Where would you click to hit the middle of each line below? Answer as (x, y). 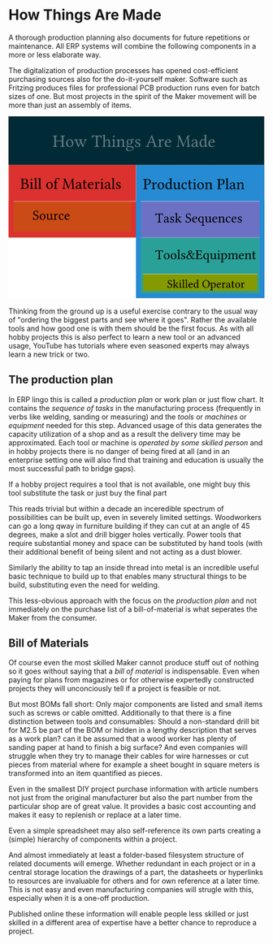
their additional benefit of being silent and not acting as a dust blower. (125, 552)
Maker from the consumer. (53, 617)
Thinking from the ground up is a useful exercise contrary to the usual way (133, 311)
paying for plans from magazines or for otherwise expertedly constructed (131, 680)
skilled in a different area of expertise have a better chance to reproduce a (133, 923)
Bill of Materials (49, 643)
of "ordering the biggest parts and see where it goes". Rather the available (133, 319)
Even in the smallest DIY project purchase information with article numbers (133, 789)
